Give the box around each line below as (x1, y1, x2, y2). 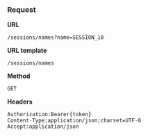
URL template (7, 47, 47, 55)
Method (7, 72, 31, 81)
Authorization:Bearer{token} (7, 111, 92, 118)
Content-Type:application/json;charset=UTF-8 (7, 117, 141, 124)
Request (7, 5, 36, 15)
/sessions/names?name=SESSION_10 (7, 34, 104, 41)
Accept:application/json (7, 123, 79, 130)
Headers (7, 97, 33, 106)
